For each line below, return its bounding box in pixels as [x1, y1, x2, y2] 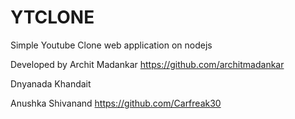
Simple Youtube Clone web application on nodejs [10, 39, 213, 51]
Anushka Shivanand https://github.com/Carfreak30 [10, 97, 222, 109]
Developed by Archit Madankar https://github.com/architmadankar [10, 58, 285, 70]
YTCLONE [10, 6, 95, 29]
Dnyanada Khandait [10, 77, 92, 90]
